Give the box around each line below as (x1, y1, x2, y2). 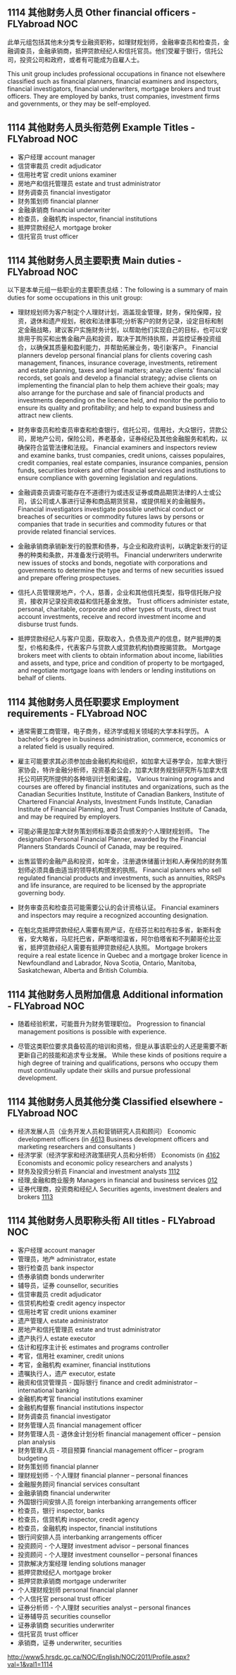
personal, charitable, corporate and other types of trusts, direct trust (17, 605, 216, 613)
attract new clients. (17, 411, 74, 419)
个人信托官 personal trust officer (17, 1594, 112, 1602)
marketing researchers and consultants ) (17, 1142, 136, 1151)
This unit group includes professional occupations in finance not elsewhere (7, 69, 225, 78)
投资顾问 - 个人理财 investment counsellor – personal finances (17, 1550, 199, 1559)
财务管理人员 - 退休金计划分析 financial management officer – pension (17, 1430, 221, 1438)
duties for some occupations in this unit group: (7, 293, 143, 302)
